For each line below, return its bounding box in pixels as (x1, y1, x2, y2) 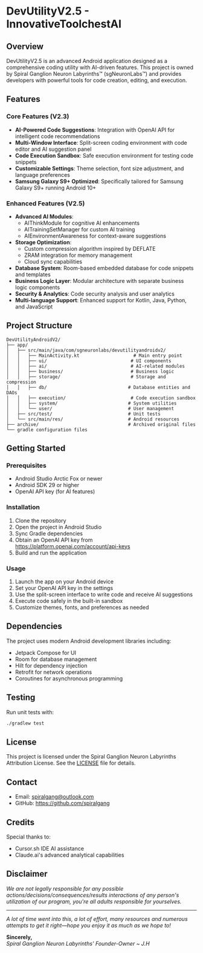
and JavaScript (14, 303, 53, 310)
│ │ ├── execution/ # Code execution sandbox (6, 395, 196, 401)
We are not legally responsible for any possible (6, 885, 124, 892)
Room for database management (14, 656, 97, 663)
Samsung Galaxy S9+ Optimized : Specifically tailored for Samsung (14, 178, 184, 185)
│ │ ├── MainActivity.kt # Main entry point (6, 353, 182, 359)
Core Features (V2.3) (6, 112, 69, 121)
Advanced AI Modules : (14, 213, 74, 220)
